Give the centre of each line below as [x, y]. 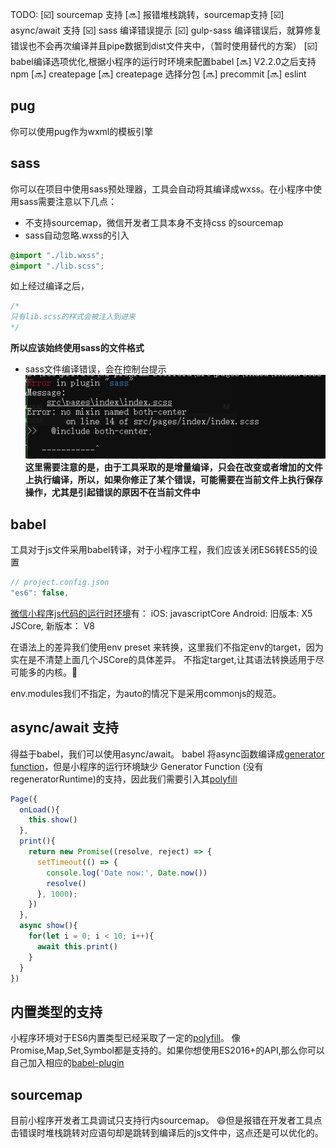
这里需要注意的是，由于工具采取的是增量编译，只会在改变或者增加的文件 [173, 467]
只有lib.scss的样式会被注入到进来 [73, 317]
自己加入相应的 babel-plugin [67, 1063]
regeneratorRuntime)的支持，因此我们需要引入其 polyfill [124, 779]
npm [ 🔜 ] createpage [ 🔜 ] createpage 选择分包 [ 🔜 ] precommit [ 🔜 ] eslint [158, 74]
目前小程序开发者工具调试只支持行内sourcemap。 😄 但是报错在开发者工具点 [166, 1120]
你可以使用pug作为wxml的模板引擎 [82, 131]
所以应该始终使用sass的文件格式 [77, 347]
